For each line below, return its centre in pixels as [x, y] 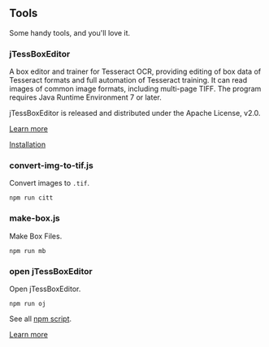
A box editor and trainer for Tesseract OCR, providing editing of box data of [135, 71]
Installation [28, 144]
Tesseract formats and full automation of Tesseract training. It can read [128, 80]
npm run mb [28, 251]
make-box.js [35, 218]
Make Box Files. [36, 236]
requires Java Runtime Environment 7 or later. [85, 97]
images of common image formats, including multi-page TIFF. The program [135, 89]
